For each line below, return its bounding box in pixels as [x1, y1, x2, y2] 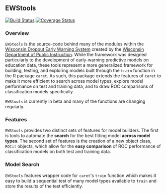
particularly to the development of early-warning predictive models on [5, 57, 149, 63]
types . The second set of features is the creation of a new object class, [5, 138, 152, 144]
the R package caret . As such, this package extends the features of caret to [5, 73, 162, 79]
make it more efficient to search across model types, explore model [5, 78, 143, 84]
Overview [5, 29, 29, 36]
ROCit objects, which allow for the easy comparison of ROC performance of [5, 143, 161, 149]
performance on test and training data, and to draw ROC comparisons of [5, 83, 154, 89]
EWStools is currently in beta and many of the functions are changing [5, 98, 146, 104]
